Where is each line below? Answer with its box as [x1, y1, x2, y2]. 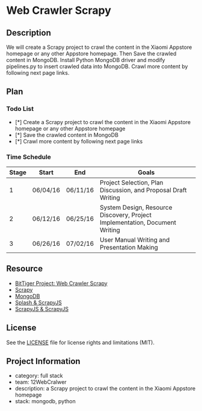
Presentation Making [99, 243, 158, 251]
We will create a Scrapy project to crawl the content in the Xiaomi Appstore [6, 43, 192, 51]
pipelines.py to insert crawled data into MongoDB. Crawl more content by [6, 63, 188, 70]
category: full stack [14, 372, 63, 380]
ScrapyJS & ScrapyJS [14, 305, 69, 312]
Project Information [6, 356, 81, 366]
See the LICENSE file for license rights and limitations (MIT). [6, 339, 155, 346]
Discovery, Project [99, 210, 152, 219]
